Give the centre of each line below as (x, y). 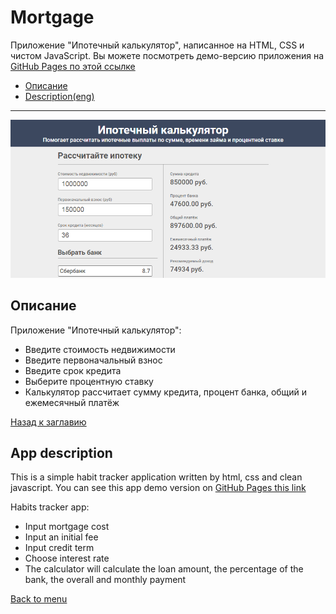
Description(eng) (59, 96)
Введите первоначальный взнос (93, 360)
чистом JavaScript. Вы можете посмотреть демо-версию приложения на (167, 55)
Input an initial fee (61, 537)
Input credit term (59, 548)
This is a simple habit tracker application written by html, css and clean (156, 477)
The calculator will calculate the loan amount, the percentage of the (164, 569)
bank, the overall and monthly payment (105, 580)
